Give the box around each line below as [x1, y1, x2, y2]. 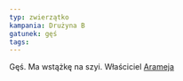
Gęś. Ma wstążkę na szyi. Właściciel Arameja [9, 62, 175, 72]
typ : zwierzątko [9, 12, 69, 22]
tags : [9, 37, 29, 47]
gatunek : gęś [9, 29, 58, 38]
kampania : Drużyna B [9, 21, 86, 30]
